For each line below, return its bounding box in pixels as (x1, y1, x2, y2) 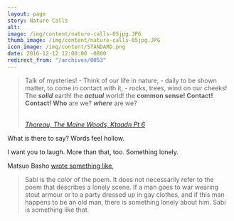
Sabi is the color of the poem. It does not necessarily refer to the (24, 175, 214, 183)
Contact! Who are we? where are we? (24, 99, 137, 107)
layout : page (7, 10, 46, 18)
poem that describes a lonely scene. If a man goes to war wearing (24, 183, 219, 191)
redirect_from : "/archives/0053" (7, 57, 107, 64)
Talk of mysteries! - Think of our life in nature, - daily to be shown (24, 76, 217, 85)
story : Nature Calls (7, 17, 69, 24)
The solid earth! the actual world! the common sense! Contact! (24, 91, 213, 99)
